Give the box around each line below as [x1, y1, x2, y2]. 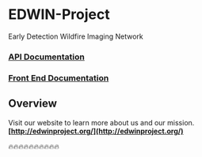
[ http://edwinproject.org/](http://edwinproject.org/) [8, 126, 184, 136]
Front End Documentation [8, 73, 109, 84]
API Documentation [8, 51, 86, 62]
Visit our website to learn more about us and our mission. [8, 118, 195, 127]
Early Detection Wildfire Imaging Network [8, 32, 144, 41]
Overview [8, 97, 58, 110]
